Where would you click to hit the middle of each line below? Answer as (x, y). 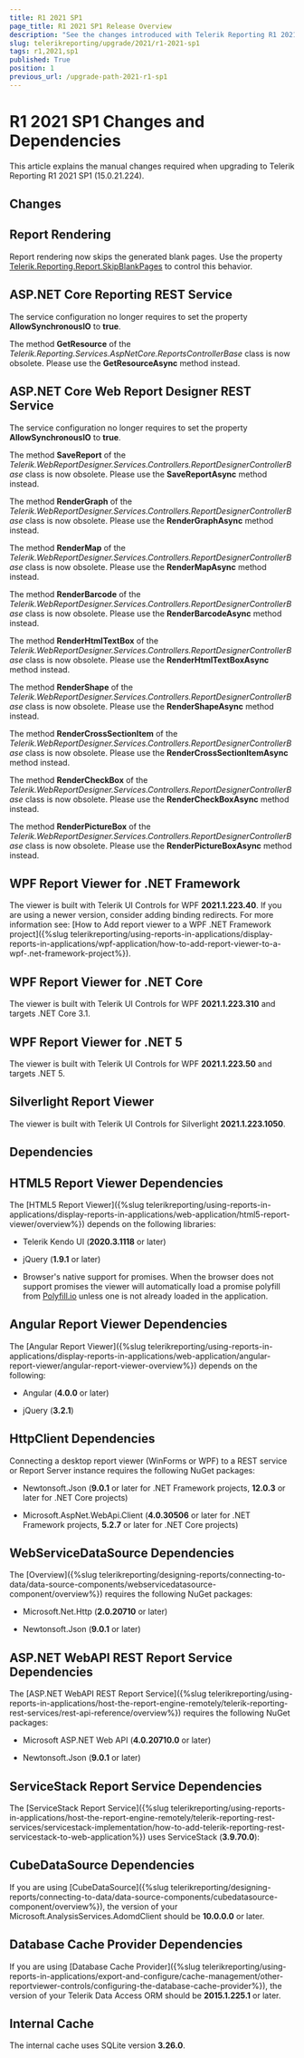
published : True (40, 60)
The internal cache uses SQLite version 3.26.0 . (97, 2045)
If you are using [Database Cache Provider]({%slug (105, 1966)
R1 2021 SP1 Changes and (107, 121)
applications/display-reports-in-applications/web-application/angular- (140, 1356)
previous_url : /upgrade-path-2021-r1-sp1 (89, 77)
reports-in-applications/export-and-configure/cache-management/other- (146, 1976)
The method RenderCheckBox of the (79, 779)
